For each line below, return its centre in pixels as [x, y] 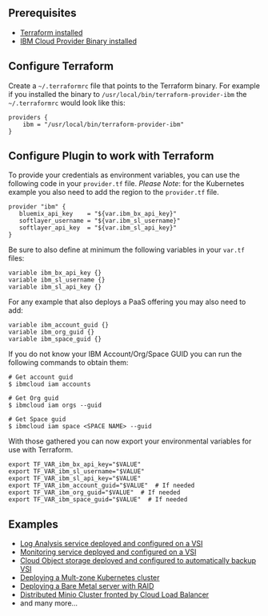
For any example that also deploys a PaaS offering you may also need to [127, 302]
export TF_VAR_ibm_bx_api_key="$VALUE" [75, 464]
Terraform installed [51, 32]
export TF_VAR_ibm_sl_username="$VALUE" [77, 472]
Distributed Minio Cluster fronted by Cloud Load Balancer [114, 595]
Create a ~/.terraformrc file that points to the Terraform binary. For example [134, 85]
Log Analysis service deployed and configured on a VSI [111, 544]
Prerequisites [42, 13]
